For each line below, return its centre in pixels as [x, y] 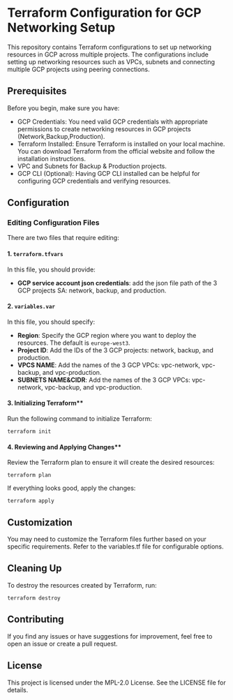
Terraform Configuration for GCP [104, 13]
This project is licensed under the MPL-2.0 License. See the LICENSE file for [116, 683]
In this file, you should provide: [51, 269]
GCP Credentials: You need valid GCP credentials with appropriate [112, 121]
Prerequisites [37, 91]
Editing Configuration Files [53, 223]
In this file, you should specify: [51, 322]
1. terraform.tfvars [36, 254]
